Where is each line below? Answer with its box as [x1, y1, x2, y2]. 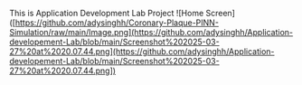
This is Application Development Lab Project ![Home [9, 8, 204, 18]
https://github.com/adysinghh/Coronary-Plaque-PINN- [14, 17, 220, 28]
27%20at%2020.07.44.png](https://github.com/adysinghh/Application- [9, 46, 275, 57]
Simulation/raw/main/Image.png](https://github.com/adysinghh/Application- [9, 27, 294, 37]
